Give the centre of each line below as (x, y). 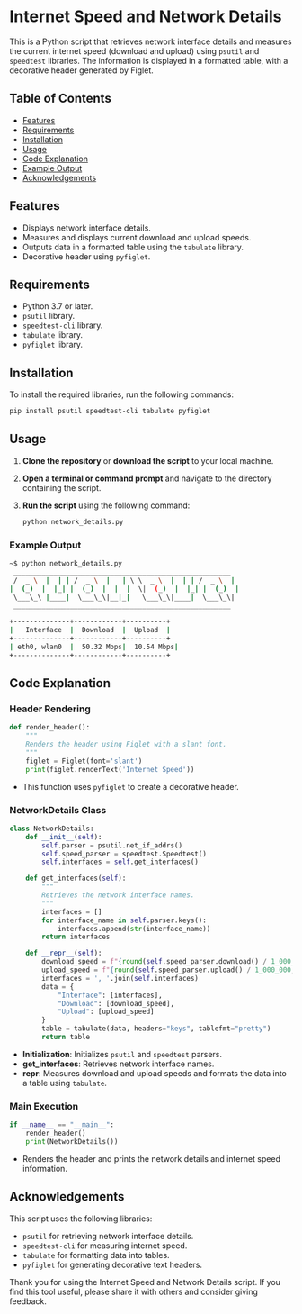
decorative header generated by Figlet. (82, 70)
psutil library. (48, 316)
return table (66, 1038)
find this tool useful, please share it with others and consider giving (134, 1291)
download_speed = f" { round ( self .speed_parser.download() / (155, 962)
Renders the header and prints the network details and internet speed (151, 1158)
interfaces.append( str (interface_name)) (134, 929)
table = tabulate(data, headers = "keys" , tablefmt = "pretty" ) (156, 1029)
